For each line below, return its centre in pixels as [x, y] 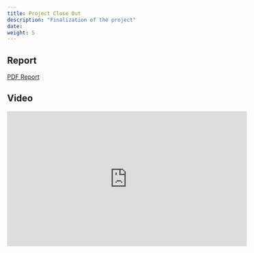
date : [15, 26]
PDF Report [23, 77]
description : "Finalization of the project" [72, 20]
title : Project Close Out [44, 13]
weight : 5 [21, 33]
